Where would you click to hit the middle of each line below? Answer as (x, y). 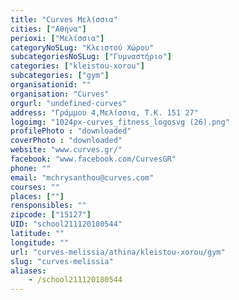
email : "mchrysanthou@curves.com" (82, 177)
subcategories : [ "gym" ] (60, 76)
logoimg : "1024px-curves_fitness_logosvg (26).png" (120, 122)
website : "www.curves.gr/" (66, 150)
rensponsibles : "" (48, 206)
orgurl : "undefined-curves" (69, 103)
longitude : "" (40, 242)
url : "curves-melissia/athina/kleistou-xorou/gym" (118, 252)
